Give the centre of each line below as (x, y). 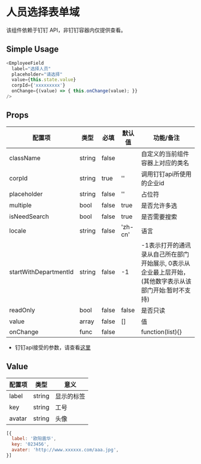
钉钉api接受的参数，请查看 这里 (53, 347)
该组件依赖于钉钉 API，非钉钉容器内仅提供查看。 (66, 30)
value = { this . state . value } (44, 80)
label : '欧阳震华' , (34, 439)
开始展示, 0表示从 (165, 263)
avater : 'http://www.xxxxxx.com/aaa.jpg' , (65, 450)
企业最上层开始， (165, 272)
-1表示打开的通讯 (166, 245)
